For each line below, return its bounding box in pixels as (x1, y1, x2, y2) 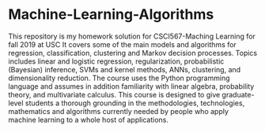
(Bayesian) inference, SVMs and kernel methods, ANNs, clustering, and (8, 64, 241, 74)
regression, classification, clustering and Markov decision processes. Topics (8, 48, 258, 57)
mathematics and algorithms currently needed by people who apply (8, 106, 229, 115)
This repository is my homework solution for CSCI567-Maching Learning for (8, 31, 256, 41)
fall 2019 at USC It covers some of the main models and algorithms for (8, 39, 237, 49)
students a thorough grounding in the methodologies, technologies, (25, 98, 245, 108)
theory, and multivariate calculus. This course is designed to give (8, 90, 221, 99)
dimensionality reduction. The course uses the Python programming (8, 73, 230, 82)
